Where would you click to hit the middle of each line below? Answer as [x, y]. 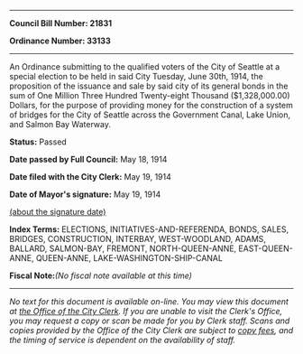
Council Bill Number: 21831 [61, 23]
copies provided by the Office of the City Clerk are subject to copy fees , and [151, 330]
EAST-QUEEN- [266, 248]
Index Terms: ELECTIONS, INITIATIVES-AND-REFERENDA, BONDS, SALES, [149, 229]
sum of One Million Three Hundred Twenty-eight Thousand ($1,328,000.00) [150, 95]
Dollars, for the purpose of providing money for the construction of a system [151, 105]
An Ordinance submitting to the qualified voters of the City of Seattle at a [145, 67]
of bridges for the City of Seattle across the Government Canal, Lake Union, [150, 115]
